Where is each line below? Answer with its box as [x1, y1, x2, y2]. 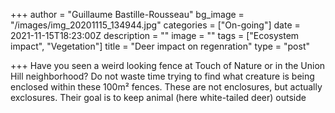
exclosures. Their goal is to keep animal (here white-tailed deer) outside [10, 92, 307, 103]
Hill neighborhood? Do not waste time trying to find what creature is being [10, 70, 315, 82]
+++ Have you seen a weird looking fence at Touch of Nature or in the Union [10, 60, 326, 71]
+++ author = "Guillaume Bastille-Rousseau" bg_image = [10, 9, 245, 20]
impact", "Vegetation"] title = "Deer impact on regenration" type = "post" [10, 40, 311, 52]
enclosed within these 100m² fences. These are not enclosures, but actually [10, 81, 323, 93]
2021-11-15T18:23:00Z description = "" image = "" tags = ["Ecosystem [10, 30, 300, 41]
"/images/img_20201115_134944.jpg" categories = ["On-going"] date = [10, 19, 301, 31]
